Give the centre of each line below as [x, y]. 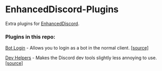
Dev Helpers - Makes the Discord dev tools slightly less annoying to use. [81, 58]
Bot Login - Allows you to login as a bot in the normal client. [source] [77, 48]
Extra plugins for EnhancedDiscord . [42, 23]
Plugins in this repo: [30, 37]
